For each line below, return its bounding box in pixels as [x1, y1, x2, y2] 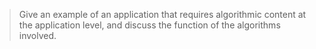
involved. [18, 30, 57, 41]
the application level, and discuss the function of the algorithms [18, 19, 281, 31]
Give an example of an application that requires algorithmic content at [18, 9, 307, 20]
